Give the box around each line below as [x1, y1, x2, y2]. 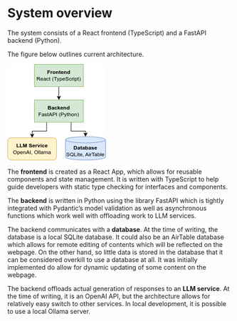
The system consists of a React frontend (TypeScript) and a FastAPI [7, 28, 206, 37]
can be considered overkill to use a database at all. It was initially [7, 255, 198, 264]
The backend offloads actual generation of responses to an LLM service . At [7, 284, 230, 293]
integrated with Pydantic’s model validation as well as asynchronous [7, 204, 207, 212]
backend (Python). [7, 36, 62, 44]
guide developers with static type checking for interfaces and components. [7, 182, 228, 191]
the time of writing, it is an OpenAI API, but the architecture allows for [7, 292, 211, 300]
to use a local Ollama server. [7, 307, 91, 315]
